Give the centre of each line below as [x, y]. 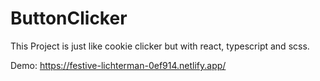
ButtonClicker [69, 18]
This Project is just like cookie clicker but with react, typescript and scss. [160, 46]
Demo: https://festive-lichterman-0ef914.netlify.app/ [118, 65]
